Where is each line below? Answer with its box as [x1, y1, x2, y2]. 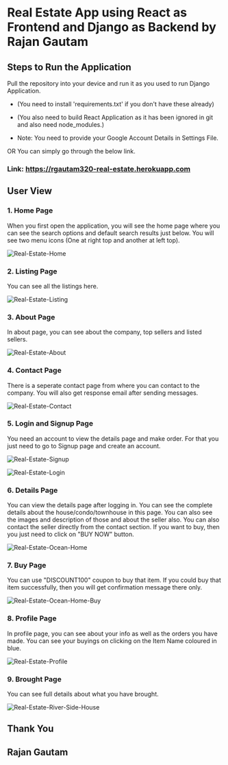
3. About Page [7, 312, 55, 321]
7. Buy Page [7, 561, 47, 570]
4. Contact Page [7, 365, 62, 375]
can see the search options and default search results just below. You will [7, 228, 214, 237]
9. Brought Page [7, 674, 62, 683]
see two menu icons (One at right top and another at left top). [7, 236, 180, 244]
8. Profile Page [7, 614, 57, 623]
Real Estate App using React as [7, 5, 187, 21]
